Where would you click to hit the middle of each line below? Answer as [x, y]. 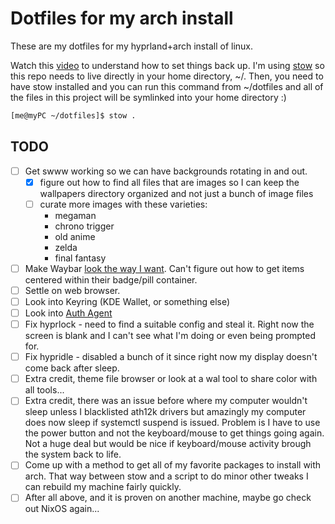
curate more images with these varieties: [123, 204]
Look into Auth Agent [68, 313]
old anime [75, 236]
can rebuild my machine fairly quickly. [103, 487]
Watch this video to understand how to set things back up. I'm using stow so [167, 65]
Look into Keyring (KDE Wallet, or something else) [127, 301]
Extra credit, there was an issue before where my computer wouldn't [166, 401]
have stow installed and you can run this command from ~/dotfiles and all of [167, 86]
